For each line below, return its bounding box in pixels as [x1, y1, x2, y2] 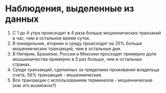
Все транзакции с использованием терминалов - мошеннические [12, 77, 153, 83]
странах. [12, 61, 31, 67]
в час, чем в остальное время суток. [12, 35, 91, 41]
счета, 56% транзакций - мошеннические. [12, 72, 103, 78]
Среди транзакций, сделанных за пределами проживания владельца [12, 66, 160, 72]
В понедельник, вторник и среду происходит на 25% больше [12, 40, 142, 46]
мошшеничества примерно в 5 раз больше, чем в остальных [12, 56, 142, 62]
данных [5, 13, 39, 25]
